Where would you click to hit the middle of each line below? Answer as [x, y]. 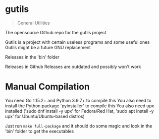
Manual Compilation [48, 87]
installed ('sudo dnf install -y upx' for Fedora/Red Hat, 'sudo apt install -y [79, 111]
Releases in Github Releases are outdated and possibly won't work [73, 67]
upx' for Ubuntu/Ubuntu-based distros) [45, 116]
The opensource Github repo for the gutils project [56, 32]
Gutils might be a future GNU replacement [48, 47]
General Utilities [33, 23]
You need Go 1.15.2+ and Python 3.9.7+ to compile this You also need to [78, 100]
